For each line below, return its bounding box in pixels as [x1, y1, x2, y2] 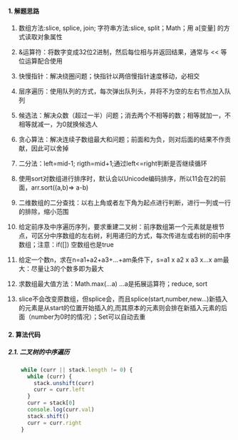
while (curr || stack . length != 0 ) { [21, 366, 133, 374]
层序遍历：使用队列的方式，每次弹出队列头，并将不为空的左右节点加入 [18, 87, 225, 96]
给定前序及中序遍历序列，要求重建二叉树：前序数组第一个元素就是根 [18, 222, 219, 231]
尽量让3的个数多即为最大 [31, 265, 104, 273]
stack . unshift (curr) [33, 379, 95, 387]
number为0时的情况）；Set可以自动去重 [31, 312, 146, 321]
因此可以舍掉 [31, 144, 69, 153]
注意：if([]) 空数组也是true [37, 240, 115, 249]
